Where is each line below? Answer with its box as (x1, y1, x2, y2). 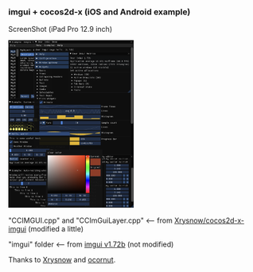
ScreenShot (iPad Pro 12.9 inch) (8, 25, 113, 34)
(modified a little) (27, 223, 84, 233)
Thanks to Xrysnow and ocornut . (8, 255, 116, 264)
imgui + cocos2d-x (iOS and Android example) (8, 6, 191, 17)
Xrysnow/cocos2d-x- (173, 216, 245, 225)
